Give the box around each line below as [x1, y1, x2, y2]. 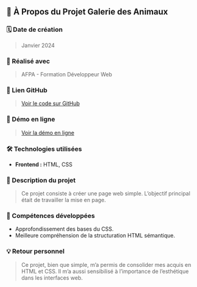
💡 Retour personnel [6, 247, 65, 256]
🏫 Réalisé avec [6, 57, 50, 65]
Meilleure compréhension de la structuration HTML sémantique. [15, 232, 175, 239]
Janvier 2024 [21, 42, 55, 49]
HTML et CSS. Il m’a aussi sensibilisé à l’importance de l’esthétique [21, 267, 189, 275]
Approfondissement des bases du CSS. [15, 225, 114, 233]
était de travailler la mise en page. [21, 197, 106, 204]
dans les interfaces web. [21, 274, 83, 282]
